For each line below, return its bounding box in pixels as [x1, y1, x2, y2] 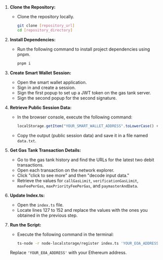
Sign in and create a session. [17, 85, 76, 90]
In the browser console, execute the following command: [17, 114, 132, 120]
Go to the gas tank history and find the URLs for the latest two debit [17, 157, 154, 163]
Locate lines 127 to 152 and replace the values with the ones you [17, 207, 148, 213]
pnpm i [17, 61, 31, 66]
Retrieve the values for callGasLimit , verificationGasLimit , [17, 177, 139, 183]
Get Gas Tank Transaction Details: [9, 147, 81, 153]
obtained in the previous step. [17, 212, 78, 218]
